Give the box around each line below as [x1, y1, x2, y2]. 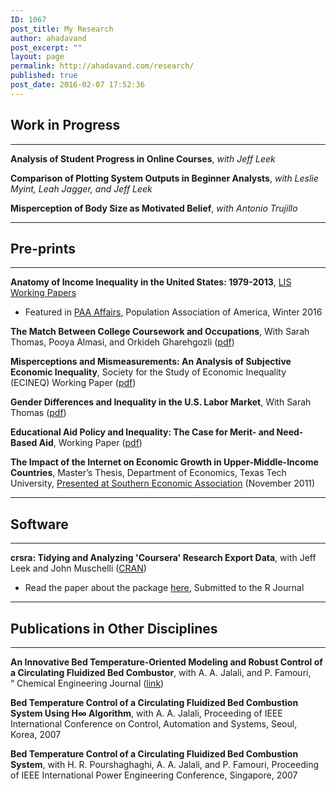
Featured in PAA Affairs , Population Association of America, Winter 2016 [24, 306, 323, 318]
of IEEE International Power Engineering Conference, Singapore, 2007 [10, 769, 298, 781]
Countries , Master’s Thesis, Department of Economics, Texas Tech [10, 467, 287, 479]
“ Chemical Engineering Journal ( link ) [10, 677, 165, 689]
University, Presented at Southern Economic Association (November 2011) [10, 477, 316, 490]
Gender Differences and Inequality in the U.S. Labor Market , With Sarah [10, 396, 312, 408]
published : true [10, 71, 78, 81]
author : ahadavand [10, 33, 87, 43]
